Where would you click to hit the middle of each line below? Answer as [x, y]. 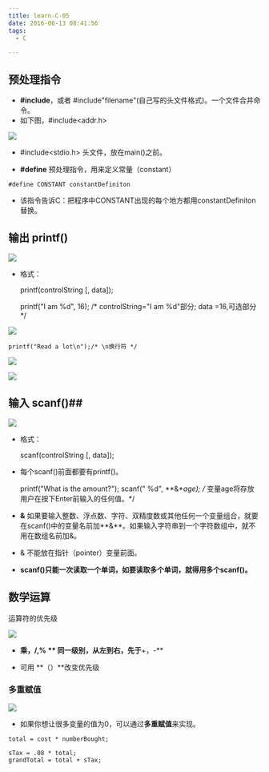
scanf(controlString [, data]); [67, 455]
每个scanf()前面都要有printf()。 [71, 471]
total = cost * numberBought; [59, 739]
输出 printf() [38, 238]
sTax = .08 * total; [43, 753]
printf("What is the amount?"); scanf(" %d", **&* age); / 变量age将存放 [137, 489]
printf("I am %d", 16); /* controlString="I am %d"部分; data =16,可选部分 [138, 306]
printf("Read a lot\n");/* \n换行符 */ [73, 346]
